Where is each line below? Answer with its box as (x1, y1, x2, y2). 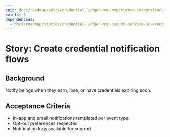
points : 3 (5, 12, 26, 17)
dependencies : (5, 17, 35, 22)
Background (5, 74, 45, 82)
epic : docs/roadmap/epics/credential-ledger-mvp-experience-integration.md (5, 7, 168, 13)
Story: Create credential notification (5, 43, 160, 54)
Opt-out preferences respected (12, 120, 78, 126)
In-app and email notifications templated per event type (12, 115, 129, 121)
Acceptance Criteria (5, 102, 70, 110)
